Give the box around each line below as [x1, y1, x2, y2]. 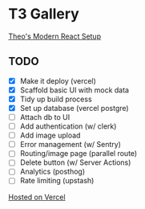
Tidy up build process [19, 94, 92, 104]
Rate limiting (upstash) [19, 176, 95, 186]
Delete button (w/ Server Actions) [19, 158, 131, 167]
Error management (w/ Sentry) [19, 140, 122, 150]
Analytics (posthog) [19, 166, 86, 177]
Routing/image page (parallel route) [19, 149, 138, 158]
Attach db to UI [19, 113, 70, 121]
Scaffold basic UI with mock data [19, 85, 130, 95]
